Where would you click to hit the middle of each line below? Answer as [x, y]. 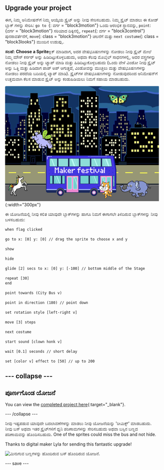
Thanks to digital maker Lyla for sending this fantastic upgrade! [68, 444]
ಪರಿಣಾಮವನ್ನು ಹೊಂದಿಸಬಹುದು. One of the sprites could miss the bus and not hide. [81, 434]
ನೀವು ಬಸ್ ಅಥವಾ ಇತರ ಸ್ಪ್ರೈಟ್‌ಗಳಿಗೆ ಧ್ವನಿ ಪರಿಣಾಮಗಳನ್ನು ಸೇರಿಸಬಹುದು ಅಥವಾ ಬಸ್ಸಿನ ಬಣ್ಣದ [72, 429]
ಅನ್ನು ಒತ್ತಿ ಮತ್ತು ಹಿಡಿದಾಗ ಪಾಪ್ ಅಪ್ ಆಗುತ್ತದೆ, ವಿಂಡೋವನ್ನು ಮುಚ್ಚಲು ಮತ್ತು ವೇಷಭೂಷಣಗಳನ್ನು [75, 68]
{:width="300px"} [23, 205]
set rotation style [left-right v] [41, 313]
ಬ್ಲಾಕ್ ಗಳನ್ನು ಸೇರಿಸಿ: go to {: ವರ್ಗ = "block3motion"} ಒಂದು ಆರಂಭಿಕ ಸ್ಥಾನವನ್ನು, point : [78, 25]
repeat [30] [17, 278]
